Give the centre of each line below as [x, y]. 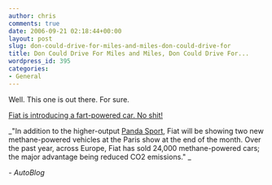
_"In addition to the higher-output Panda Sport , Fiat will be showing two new [136, 131]
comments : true [34, 24]
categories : [29, 69]
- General [25, 76]
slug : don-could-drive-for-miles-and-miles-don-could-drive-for [120, 46]
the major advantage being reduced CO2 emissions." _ [100, 157]
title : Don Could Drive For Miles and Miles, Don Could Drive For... [129, 54]
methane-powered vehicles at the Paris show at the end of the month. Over [135, 140]
